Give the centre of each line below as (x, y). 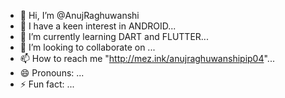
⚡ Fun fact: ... (47, 84)
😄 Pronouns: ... (52, 73)
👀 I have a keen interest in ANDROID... (98, 26)
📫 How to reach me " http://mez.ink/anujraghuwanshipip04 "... (147, 58)
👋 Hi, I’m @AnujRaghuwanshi (79, 15)
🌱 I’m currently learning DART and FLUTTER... (114, 36)
